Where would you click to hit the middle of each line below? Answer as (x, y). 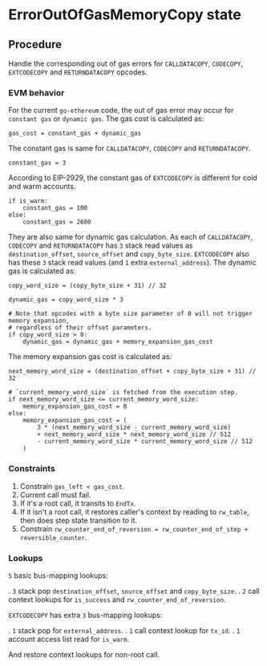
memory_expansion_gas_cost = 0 (75, 406)
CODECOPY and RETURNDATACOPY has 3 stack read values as (101, 245)
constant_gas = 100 (55, 208)
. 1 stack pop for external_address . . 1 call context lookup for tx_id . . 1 (124, 630)
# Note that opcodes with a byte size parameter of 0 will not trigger (130, 314)
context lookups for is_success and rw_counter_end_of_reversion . (117, 599)
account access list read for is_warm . (69, 639)
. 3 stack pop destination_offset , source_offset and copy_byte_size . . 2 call (134, 591)
